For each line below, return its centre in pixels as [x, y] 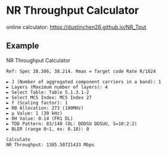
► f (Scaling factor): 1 [37, 102]
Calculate [18, 139]
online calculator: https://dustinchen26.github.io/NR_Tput [76, 27]
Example [23, 46]
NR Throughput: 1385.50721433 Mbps [50, 144]
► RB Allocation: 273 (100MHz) [45, 108]
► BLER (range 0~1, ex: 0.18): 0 [48, 129]
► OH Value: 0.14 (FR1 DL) [40, 118]
